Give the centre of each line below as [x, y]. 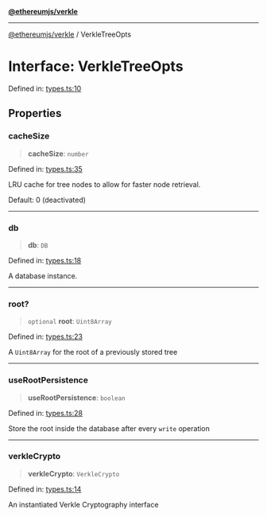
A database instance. [43, 276]
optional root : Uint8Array [70, 321]
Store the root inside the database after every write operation [109, 428]
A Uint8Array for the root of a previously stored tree [93, 352]
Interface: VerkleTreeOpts [96, 66]
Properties [35, 113]
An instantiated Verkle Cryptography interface [83, 504]
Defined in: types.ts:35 [46, 169]
